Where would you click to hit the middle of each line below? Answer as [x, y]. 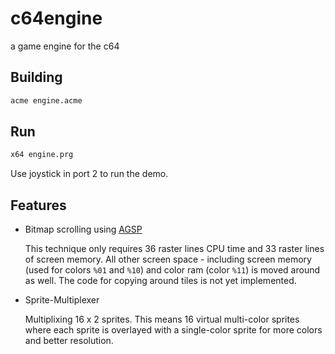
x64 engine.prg [42, 155]
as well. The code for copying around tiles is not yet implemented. [160, 281]
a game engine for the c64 [65, 46]
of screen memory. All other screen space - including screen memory [168, 259]
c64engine [56, 18]
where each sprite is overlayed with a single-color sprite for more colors [173, 330]
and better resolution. [69, 341]
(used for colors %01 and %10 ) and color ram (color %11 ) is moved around [172, 270]
